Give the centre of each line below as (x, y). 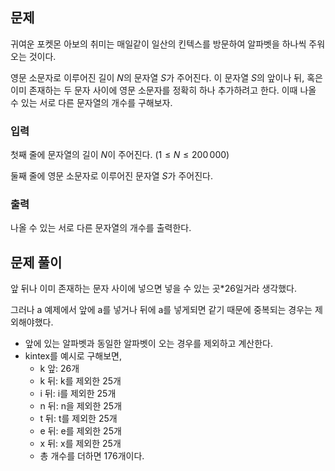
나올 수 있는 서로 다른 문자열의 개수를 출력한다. (101, 228)
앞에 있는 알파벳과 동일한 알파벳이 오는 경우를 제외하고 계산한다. (148, 344)
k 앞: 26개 (59, 369)
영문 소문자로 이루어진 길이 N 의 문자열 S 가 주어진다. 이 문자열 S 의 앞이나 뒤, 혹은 (166, 77)
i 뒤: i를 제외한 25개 (78, 394)
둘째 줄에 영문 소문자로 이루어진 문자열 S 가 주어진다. (111, 176)
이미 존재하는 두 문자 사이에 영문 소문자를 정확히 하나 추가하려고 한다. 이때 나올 (163, 90)
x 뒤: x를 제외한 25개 (80, 444)
